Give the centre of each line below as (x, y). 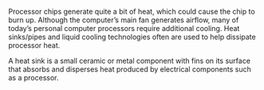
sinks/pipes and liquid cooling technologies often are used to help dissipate (132, 37)
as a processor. (33, 78)
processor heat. (34, 45)
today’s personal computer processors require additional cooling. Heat (124, 28)
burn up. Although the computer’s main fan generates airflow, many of (124, 20)
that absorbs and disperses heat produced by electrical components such (130, 69)
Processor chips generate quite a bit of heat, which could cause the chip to (132, 12)
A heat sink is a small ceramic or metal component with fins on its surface (130, 61)
